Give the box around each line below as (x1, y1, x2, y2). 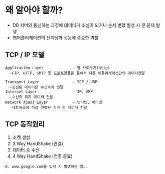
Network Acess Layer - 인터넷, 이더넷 (5, 100, 103, 105)
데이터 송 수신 (12, 146, 40, 153)
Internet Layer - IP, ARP (5, 89, 93, 94)
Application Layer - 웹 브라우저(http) (5, 65, 110, 70)
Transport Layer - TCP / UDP (5, 79, 98, 84)
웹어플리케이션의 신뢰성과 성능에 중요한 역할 (12, 35, 99, 41)
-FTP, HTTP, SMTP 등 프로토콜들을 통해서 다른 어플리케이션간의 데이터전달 (10, 71, 145, 76)
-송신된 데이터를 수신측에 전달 (10, 85, 64, 90)
